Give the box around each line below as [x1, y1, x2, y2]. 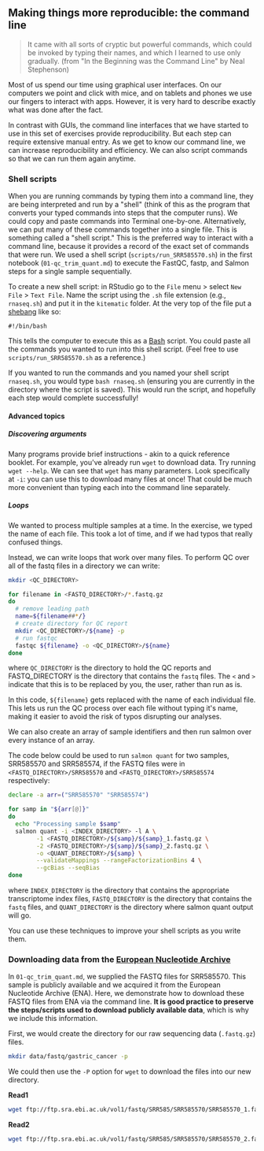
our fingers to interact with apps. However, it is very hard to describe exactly [8, 96, 256, 106]
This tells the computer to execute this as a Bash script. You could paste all [8, 336, 251, 346]
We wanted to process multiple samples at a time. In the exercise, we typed [8, 520, 253, 530]
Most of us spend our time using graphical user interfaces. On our [8, 80, 222, 89]
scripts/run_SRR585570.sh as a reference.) [8, 353, 146, 362]
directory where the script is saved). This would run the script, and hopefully [8, 385, 256, 395]
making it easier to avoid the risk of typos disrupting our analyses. [8, 712, 222, 722]
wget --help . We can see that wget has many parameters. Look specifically [8, 466, 250, 475]
